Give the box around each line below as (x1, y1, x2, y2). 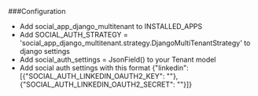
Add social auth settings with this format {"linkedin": (19, 63, 189, 73)
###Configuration (8, 7, 66, 16)
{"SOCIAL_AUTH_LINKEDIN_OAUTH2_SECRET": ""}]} (19, 80, 193, 89)
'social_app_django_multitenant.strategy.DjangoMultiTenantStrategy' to (19, 38, 251, 48)
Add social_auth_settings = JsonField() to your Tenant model (19, 55, 216, 64)
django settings (19, 47, 71, 55)
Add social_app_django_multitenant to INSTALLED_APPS (19, 22, 203, 30)
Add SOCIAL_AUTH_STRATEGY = (19, 30, 128, 39)
